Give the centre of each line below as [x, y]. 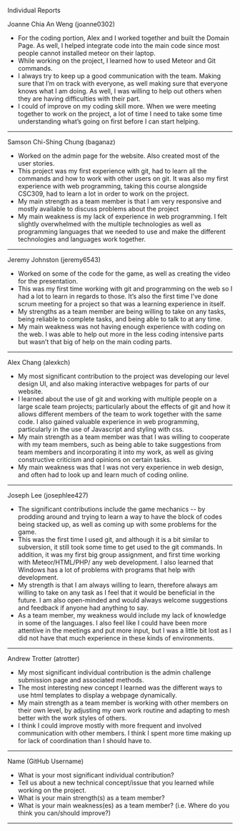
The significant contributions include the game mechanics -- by [111, 509]
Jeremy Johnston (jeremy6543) [54, 260]
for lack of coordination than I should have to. [85, 741]
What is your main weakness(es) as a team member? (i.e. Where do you [124, 805]
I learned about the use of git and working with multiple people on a [117, 399]
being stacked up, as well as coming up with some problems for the [117, 524]
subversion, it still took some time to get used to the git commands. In [120, 547]
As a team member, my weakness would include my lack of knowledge [122, 615]
